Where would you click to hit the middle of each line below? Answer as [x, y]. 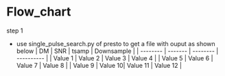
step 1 [15, 31]
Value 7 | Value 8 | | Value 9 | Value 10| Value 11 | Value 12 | [99, 65]
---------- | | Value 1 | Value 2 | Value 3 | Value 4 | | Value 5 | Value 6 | [115, 58]
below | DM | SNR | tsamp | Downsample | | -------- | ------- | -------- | [117, 51]
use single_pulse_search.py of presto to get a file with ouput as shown [116, 43]
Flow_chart [39, 12]
